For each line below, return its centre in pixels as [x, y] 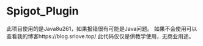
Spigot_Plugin [42, 11]
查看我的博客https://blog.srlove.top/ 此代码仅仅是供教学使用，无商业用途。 [100, 36]
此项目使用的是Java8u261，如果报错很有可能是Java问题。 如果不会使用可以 [102, 28]
